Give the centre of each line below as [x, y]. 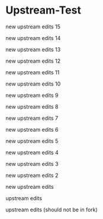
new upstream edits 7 [32, 118]
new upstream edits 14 [33, 38]
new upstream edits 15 [33, 27]
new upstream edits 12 [33, 61]
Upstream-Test [43, 10]
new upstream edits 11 [33, 72]
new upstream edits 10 [33, 84]
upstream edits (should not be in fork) [52, 210]
